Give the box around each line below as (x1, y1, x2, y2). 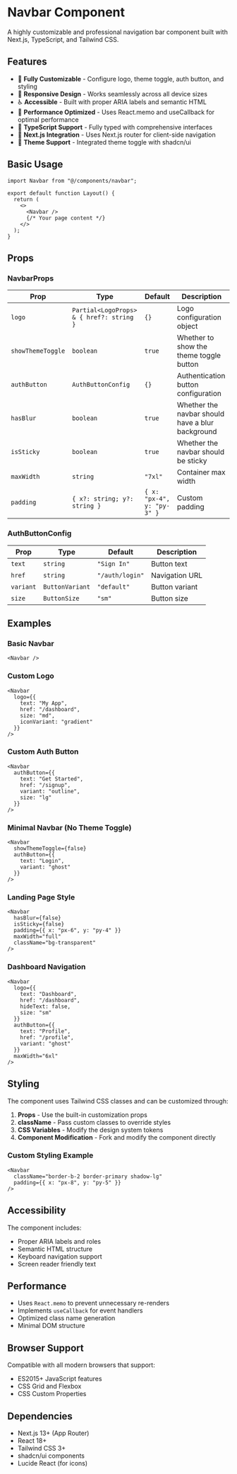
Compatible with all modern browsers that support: (7, 1361, 155, 1369)
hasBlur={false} (13, 914, 61, 922)
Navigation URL (151, 570, 203, 580)
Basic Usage (7, 159, 63, 171)
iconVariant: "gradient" (20, 718, 93, 725)
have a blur (176, 418, 214, 428)
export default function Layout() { (7, 189, 115, 197)
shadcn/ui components (17, 1451, 85, 1460)
